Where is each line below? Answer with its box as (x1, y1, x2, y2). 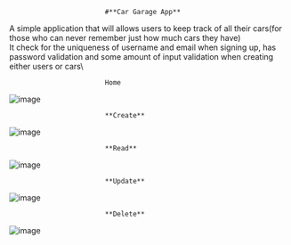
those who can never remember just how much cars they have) (9, 33, 241, 43)
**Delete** (104, 209, 145, 218)
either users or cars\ (9, 61, 84, 71)
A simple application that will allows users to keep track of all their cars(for (9, 23, 283, 34)
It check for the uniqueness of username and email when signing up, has (9, 42, 277, 53)
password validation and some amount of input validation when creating (9, 52, 274, 61)
